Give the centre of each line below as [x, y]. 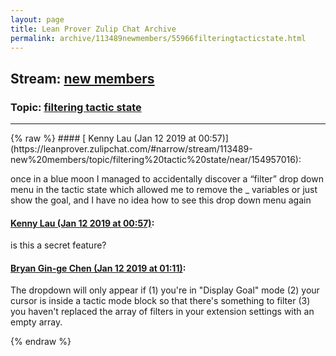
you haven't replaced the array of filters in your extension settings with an [162, 312]
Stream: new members [82, 78]
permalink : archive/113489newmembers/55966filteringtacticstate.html [158, 38]
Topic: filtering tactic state [76, 107]
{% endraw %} [41, 342]
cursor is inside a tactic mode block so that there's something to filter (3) [160, 301]
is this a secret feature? [58, 245]
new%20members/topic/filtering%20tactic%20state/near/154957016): [156, 160]
